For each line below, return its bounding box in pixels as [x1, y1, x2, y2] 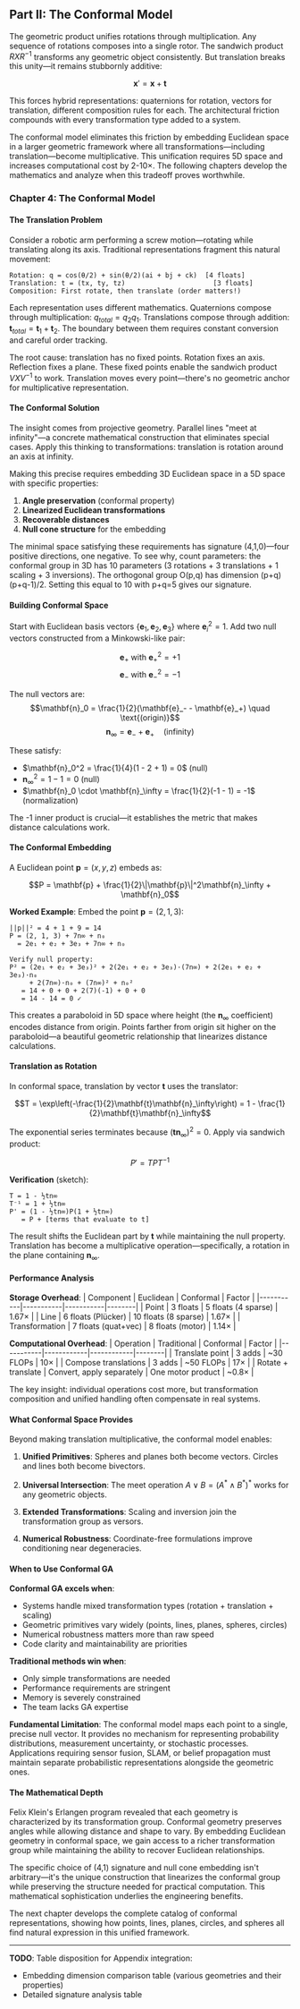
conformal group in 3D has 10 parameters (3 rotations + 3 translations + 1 [9, 560, 279, 571]
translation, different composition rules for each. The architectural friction [9, 105, 279, 115]
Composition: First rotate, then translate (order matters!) [9, 286, 242, 295]
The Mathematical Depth [9, 1787, 104, 1798]
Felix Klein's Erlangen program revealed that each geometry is [9, 1807, 238, 1817]
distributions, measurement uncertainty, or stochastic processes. [9, 1738, 249, 1749]
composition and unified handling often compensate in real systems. [9, 1393, 261, 1404]
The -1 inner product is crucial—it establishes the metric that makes [9, 812, 258, 822]
